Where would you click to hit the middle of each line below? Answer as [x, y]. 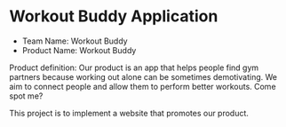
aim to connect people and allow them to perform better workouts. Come [143, 86]
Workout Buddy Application [114, 16]
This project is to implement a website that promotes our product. [129, 113]
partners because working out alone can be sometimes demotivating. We [143, 76]
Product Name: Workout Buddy [79, 50]
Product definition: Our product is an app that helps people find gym [134, 67]
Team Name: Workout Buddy [75, 41]
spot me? [26, 96]
